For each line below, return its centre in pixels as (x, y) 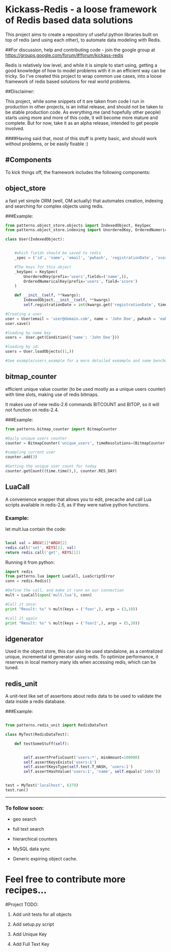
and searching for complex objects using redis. (54, 206)
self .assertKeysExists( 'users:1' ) (60, 762)
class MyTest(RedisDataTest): (37, 734)
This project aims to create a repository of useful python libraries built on (82, 34)
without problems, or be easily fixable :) (47, 144)
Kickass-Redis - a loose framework (81, 9)
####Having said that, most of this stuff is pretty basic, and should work (81, 138)
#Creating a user (24, 314)
